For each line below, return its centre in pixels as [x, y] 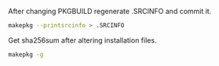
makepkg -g [26, 54]
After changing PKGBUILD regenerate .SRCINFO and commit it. [110, 11]
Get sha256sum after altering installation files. [82, 40]
